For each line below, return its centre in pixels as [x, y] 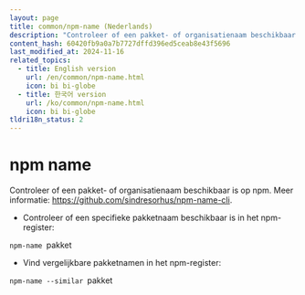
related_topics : [40, 60]
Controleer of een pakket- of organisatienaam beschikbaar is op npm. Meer [152, 190]
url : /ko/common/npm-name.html [85, 103]
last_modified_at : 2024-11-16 [67, 52]
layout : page [34, 18]
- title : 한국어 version [62, 94]
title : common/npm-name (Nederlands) [81, 26]
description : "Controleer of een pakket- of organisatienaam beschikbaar [153, 35]
